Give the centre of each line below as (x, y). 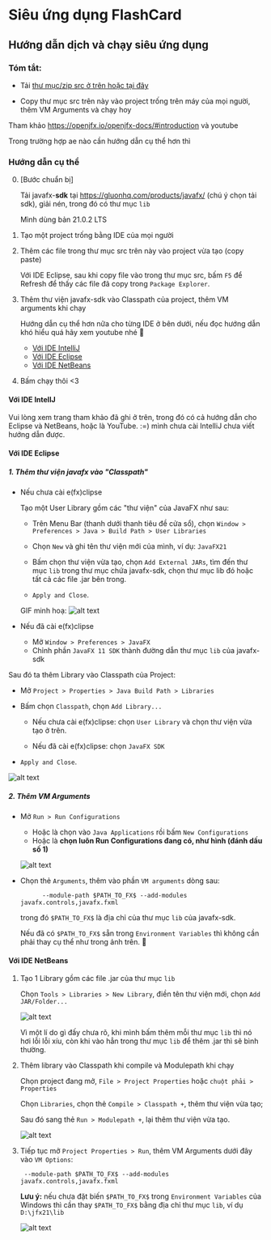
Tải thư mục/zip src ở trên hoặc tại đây (84, 85)
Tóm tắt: (25, 68)
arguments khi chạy (53, 308)
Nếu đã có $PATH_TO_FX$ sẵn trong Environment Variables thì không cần (140, 933)
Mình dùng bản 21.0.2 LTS (64, 219)
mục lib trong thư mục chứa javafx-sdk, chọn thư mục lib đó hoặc (142, 570)
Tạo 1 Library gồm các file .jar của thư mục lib (97, 979)
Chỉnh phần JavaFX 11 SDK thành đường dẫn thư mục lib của (133, 650)
